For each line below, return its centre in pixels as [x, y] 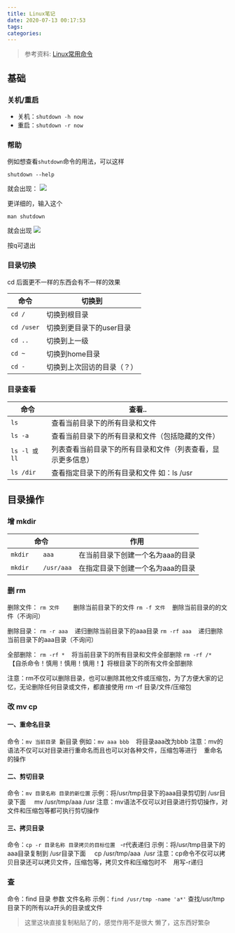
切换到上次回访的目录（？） [92, 366]
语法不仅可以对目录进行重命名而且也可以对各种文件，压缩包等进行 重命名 [115, 750]
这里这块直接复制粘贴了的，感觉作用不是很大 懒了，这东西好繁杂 [117, 922]
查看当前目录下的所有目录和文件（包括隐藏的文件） [135, 436]
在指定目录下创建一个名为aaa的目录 [137, 568]
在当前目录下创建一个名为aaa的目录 [137, 555]
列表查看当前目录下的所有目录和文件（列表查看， [132, 449]
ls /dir [23, 472]
